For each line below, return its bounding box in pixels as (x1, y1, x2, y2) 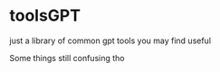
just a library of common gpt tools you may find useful (9, 35, 211, 46)
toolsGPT (9, 5, 81, 26)
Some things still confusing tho (9, 52, 125, 63)
